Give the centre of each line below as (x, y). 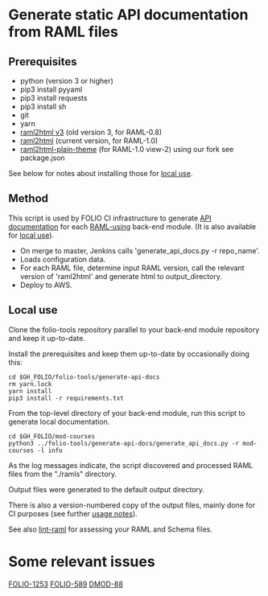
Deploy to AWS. (46, 285)
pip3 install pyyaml (51, 89)
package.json (43, 158)
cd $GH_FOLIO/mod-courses (52, 436)
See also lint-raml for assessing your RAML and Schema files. (111, 529)
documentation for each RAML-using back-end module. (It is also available (132, 226)
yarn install (30, 391)
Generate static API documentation (128, 15)
